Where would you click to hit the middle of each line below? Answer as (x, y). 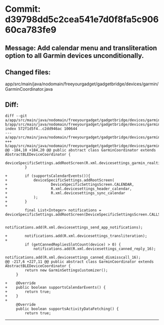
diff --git (16, 116)
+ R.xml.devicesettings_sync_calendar (65, 193)
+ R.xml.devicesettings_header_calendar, (69, 189)
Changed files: (28, 72)
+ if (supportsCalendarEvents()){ (48, 176)
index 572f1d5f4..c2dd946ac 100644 (41, 129)
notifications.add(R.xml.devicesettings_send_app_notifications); (74, 227)
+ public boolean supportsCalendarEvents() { (55, 288)
